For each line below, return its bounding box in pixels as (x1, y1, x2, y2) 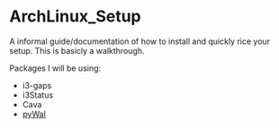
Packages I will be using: (9, 63, 102, 73)
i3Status (22, 90, 54, 100)
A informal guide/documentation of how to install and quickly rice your (9, 36, 271, 47)
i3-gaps (22, 80, 52, 90)
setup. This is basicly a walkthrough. (9, 45, 145, 55)
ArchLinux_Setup (9, 6, 141, 27)
